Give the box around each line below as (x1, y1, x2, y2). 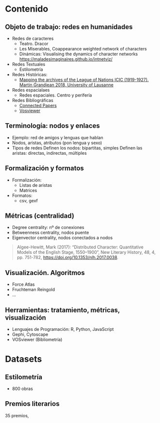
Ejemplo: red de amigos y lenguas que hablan (12, 134, 103, 140)
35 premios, (5, 412, 29, 418)
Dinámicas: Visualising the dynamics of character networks (19, 51, 138, 57)
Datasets (5, 354, 42, 365)
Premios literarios (5, 400, 60, 408)
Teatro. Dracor (19, 41, 48, 47)
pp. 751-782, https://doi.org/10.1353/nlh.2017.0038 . (16, 255, 119, 260)
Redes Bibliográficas (12, 98, 53, 103)
